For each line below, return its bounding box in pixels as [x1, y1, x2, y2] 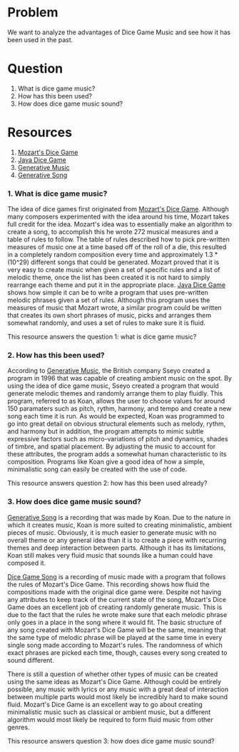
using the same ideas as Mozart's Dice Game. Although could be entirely [7, 677, 222, 686]
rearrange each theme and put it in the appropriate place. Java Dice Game [7, 281, 226, 289]
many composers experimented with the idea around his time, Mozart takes [7, 212, 230, 221]
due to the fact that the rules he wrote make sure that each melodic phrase [7, 610, 228, 618]
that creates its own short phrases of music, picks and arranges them [7, 311, 212, 320]
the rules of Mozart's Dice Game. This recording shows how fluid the [7, 580, 210, 588]
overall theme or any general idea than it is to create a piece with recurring [7, 536, 227, 544]
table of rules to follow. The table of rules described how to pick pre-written [7, 235, 230, 244]
